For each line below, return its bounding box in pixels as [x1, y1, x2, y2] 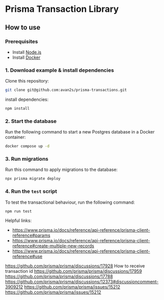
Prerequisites [5, 38, 38, 45]
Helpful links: [5, 217, 32, 223]
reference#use [12, 254, 43, 259]
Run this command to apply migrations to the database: [5, 167, 118, 172]
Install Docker [12, 54, 41, 60]
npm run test [5, 209, 32, 214]
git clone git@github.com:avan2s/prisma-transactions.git [5, 87, 127, 92]
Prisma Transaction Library [5, 3, 119, 15]
